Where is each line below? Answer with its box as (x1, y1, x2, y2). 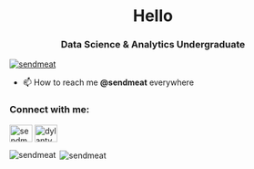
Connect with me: (9, 103, 90, 116)
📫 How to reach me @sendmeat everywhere (22, 77, 194, 88)
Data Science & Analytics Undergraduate (60, 38, 246, 51)
